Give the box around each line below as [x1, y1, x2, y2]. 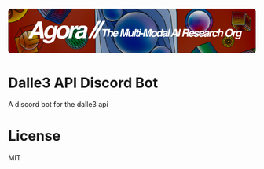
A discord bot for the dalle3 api [8, 100, 108, 109]
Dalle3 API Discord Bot [8, 74, 159, 91]
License [8, 127, 61, 145]
